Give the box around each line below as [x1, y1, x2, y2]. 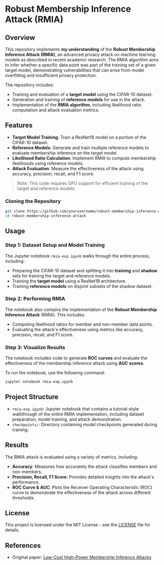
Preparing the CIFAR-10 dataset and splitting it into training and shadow [12, 267, 158, 273]
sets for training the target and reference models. [12, 273, 111, 279]
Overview [5, 33, 36, 42]
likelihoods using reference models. [12, 160, 84, 166]
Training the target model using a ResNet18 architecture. [12, 278, 127, 284]
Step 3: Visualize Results [5, 344, 65, 351]
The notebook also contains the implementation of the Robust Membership [5, 307, 157, 312]
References [5, 541, 41, 550]
